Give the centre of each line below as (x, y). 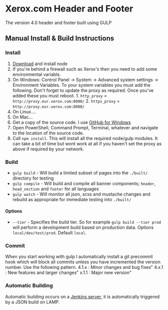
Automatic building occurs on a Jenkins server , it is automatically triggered (82, 296)
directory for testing (33, 178)
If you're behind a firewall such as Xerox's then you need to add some (85, 69)
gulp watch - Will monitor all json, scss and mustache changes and (81, 194)
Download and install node (40, 64)
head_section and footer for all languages (56, 189)
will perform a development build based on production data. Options (83, 227)
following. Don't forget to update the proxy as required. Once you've (83, 90)
